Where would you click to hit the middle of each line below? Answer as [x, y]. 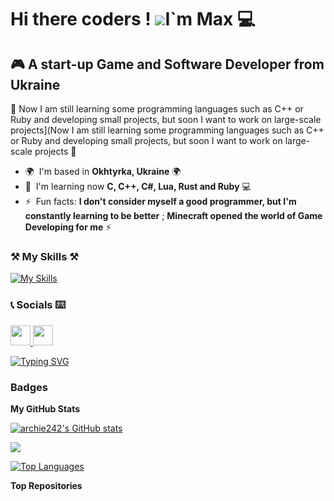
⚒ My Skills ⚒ [44, 256]
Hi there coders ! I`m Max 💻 [133, 19]
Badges [29, 387]
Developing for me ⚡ [68, 227]
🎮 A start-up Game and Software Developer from [167, 64]
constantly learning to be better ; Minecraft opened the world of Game [173, 215]
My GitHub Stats [45, 408]
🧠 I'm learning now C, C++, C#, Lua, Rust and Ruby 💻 [138, 186]
